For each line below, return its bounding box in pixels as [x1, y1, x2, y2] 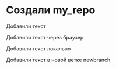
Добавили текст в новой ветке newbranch [6, 56, 111, 63]
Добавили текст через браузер [6, 34, 84, 41]
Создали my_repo [6, 3, 96, 17]
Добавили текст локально [6, 45, 71, 52]
